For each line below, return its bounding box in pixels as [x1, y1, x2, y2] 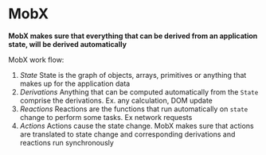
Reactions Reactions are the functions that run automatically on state [19, 104, 248, 114]
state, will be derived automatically [8, 39, 127, 48]
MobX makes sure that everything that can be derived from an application [8, 31, 258, 41]
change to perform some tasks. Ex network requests [19, 112, 193, 122]
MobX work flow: [8, 55, 65, 64]
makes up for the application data [19, 79, 131, 88]
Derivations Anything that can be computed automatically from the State [19, 87, 259, 96]
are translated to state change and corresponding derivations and [19, 129, 236, 139]
